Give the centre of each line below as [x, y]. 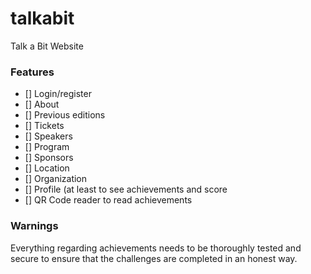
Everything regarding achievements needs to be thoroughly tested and [156, 248]
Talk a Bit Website [47, 46]
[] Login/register [58, 94]
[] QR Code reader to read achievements [108, 200]
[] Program [47, 147]
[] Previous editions [65, 115]
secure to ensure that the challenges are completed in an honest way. [154, 258]
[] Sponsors [49, 158]
